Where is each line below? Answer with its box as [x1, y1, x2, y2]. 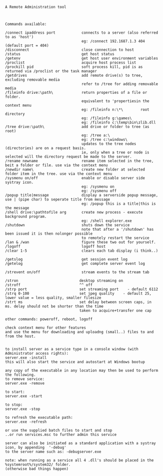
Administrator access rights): [5, 351, 69, 356]
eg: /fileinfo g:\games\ [81, 116, 132, 121]
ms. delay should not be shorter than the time [5, 304, 104, 309]
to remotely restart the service [81, 236, 150, 240]
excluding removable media [5, 77, 60, 82]
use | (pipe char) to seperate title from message [5, 197, 110, 202]
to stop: [5, 402, 23, 407]
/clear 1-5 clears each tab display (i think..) [5, 248, 159, 253]
